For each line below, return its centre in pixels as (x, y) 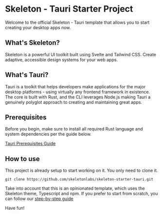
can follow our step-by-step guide (39, 199)
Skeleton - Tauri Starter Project (69, 9)
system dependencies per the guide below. (48, 134)
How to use (22, 159)
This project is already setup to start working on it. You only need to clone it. (81, 170)
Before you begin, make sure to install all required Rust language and (74, 129)
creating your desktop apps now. (38, 27)
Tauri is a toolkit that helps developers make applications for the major (75, 86)
